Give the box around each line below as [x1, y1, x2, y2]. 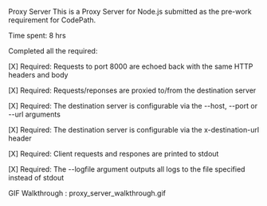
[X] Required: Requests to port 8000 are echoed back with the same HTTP [8, 61, 253, 71]
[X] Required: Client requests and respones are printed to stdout [8, 149, 219, 158]
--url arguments [8, 109, 61, 119]
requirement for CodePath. [8, 15, 96, 25]
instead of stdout [8, 173, 65, 182]
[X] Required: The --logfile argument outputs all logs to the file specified [8, 164, 245, 174]
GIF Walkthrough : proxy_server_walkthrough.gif [8, 188, 166, 198]
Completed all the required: [8, 46, 98, 55]
